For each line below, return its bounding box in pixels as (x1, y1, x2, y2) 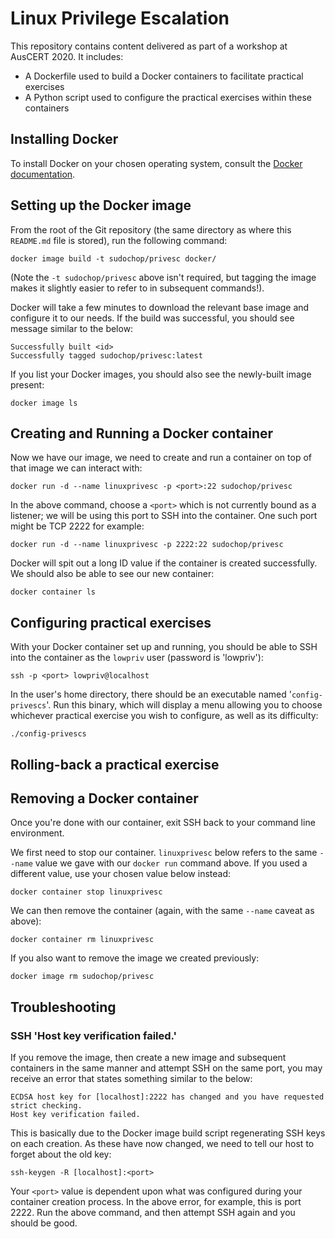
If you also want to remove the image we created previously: (10, 952, 260, 964)
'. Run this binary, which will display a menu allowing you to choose (46, 699, 323, 711)
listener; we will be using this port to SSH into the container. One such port (10, 510, 318, 522)
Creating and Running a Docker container (10, 425, 274, 442)
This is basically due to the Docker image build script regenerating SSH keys (10, 1127, 326, 1139)
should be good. (10, 1217, 78, 1229)
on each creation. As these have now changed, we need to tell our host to (10, 1138, 315, 1150)
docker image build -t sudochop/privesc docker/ (10, 253, 217, 264)
